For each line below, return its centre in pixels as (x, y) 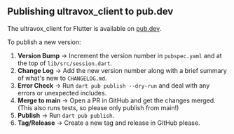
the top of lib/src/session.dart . (64, 63)
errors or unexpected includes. (62, 93)
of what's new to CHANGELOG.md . (62, 78)
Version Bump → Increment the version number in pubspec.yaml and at (119, 55)
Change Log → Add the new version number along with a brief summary (122, 70)
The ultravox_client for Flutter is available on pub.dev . (84, 28)
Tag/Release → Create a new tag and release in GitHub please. (109, 123)
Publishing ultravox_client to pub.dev (90, 12)
